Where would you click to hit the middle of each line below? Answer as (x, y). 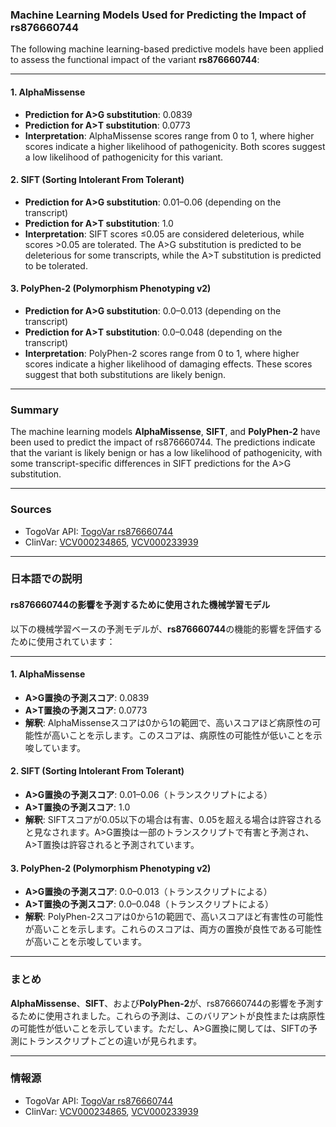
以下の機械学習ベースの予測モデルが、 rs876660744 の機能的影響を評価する (166, 629)
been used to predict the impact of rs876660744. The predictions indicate (163, 442)
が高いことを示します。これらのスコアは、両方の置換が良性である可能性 (173, 929)
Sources (31, 510)
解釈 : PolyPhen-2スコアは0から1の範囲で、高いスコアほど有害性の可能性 (174, 917)
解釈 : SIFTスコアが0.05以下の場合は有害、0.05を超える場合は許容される (173, 820)
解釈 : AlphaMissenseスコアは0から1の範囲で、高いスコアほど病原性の (168, 722)
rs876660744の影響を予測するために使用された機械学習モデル (140, 605)
